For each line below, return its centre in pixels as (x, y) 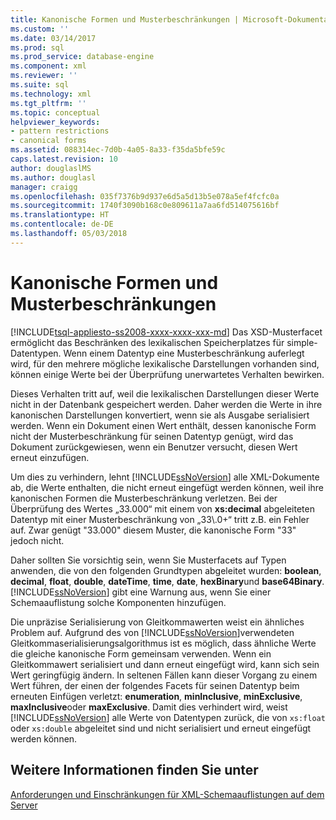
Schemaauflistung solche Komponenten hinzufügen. (118, 602)
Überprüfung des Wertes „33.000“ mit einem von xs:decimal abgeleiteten (162, 508)
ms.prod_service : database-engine (82, 57)
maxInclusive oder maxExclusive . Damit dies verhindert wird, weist (149, 707)
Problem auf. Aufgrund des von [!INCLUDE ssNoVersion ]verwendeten (152, 632)
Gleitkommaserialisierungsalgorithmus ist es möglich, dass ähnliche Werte (163, 643)
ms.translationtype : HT (60, 215)
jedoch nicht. (37, 540)
